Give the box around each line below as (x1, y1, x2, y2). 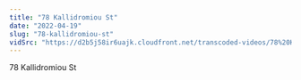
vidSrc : (9, 37, 39, 47)
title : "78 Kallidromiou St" (9, 12, 118, 22)
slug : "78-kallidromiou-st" (9, 29, 115, 38)
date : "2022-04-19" (9, 21, 82, 30)
